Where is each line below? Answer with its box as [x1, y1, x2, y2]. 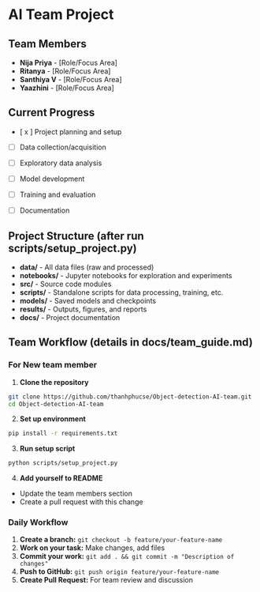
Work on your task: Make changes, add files [19, 543, 165, 552]
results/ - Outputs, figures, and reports [19, 304, 147, 314]
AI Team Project [8, 6, 114, 24]
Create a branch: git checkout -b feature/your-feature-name [19, 535, 223, 545]
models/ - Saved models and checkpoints [19, 296, 156, 305]
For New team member [8, 360, 97, 371]
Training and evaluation [19, 190, 96, 199]
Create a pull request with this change [19, 497, 143, 507]
